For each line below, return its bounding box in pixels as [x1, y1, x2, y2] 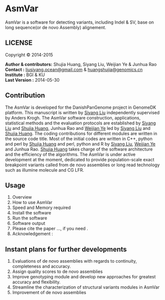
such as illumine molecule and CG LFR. [5, 167, 84, 173]
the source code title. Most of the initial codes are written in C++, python [5, 136, 153, 142]
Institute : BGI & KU [5, 72, 45, 78]
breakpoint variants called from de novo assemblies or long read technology [5, 162, 160, 168]
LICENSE [5, 39, 33, 47]
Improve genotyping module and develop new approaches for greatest [12, 274, 156, 280]
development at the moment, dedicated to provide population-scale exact [5, 156, 155, 162]
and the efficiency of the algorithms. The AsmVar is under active [5, 151, 136, 157]
